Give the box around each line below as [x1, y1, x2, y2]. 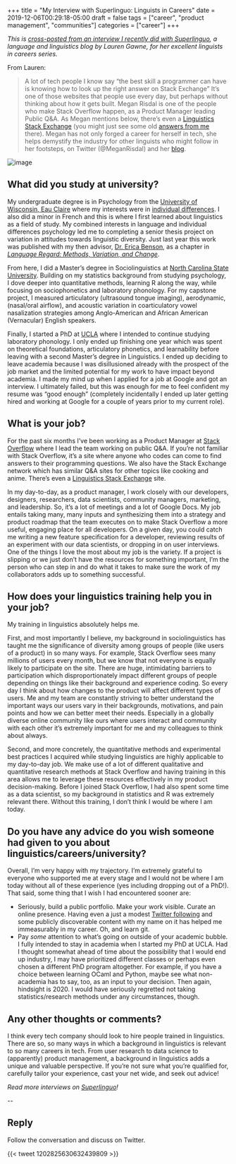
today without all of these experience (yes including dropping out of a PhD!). [7, 882, 229, 890]
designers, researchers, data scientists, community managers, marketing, [7, 495, 221, 503]
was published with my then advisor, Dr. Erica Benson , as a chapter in [7, 242, 210, 251]
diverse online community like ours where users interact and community [7, 716, 217, 725]
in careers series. [7, 49, 58, 58]
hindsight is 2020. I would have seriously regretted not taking [17, 985, 196, 994]
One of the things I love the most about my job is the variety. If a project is [7, 547, 222, 556]
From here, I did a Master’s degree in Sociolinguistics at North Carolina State [7, 263, 229, 272]
